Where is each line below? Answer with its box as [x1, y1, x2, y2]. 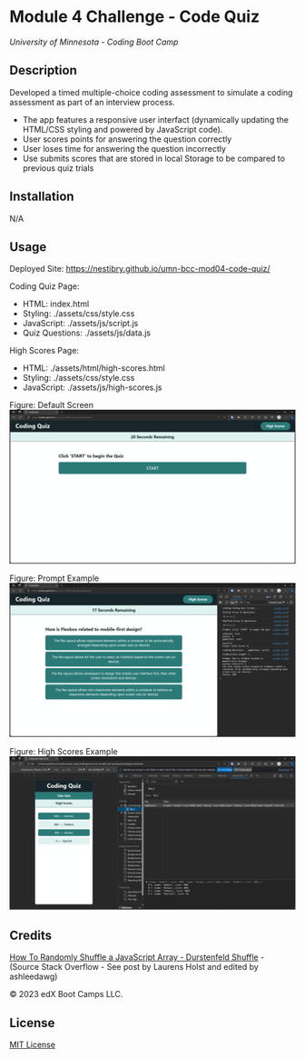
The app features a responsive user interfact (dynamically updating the [22, 114, 289, 125]
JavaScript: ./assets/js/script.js [22, 318, 139, 329]
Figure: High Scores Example [9, 745, 118, 756]
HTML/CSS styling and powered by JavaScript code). [22, 124, 223, 135]
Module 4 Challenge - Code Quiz [9, 6, 261, 27]
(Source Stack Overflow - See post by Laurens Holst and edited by [9, 962, 259, 973]
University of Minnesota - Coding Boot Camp [9, 36, 179, 47]
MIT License [9, 1039, 56, 1051]
